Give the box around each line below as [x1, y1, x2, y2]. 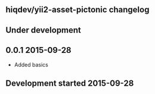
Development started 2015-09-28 [5, 78, 134, 88]
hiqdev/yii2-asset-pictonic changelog [5, 5, 150, 15]
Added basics [14, 61, 49, 68]
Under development [5, 25, 82, 35]
